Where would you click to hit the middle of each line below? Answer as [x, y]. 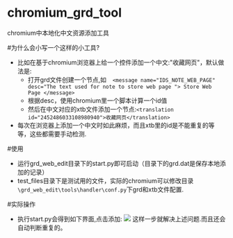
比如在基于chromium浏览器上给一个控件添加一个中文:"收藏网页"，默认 [118, 62]
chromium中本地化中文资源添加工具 [58, 33]
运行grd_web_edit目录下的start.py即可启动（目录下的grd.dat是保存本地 [119, 163]
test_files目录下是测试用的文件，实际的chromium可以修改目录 [105, 180]
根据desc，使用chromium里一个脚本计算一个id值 [97, 100]
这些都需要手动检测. [58, 134]
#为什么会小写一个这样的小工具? [54, 47]
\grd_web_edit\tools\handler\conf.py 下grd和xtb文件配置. [101, 189]
